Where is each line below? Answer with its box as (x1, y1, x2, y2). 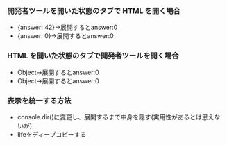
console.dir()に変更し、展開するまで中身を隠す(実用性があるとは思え (17, 112, 215, 121)
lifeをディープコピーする (17, 130, 87, 138)
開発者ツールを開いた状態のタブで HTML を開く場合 (7, 6, 180, 15)
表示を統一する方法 (7, 96, 72, 105)
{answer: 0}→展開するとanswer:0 (17, 32, 115, 40)
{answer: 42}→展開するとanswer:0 (17, 23, 118, 32)
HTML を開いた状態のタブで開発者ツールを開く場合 (7, 51, 179, 60)
